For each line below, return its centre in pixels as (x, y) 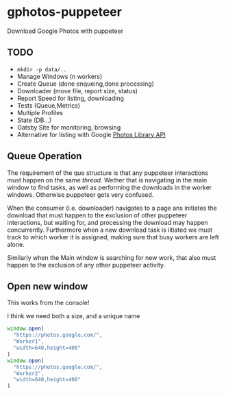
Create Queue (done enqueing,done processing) (85, 84)
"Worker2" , (29, 373)
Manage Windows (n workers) (60, 76)
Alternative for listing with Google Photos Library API (91, 134)
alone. (16, 244)
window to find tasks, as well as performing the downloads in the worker (110, 187)
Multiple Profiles (40, 112)
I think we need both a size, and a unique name (74, 316)
